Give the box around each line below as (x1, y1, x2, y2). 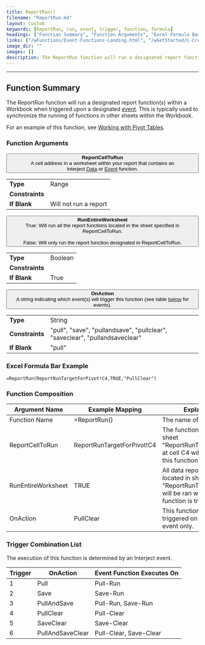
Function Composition (6, 389, 74, 398)
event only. (162, 522, 194, 531)
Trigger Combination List (6, 540, 82, 549)
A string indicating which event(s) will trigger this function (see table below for (16, 296, 189, 303)
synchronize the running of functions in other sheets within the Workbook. (6, 112, 193, 119)
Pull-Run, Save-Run (94, 599, 153, 607)
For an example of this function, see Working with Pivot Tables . (6, 123, 165, 131)
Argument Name (14, 405, 63, 414)
